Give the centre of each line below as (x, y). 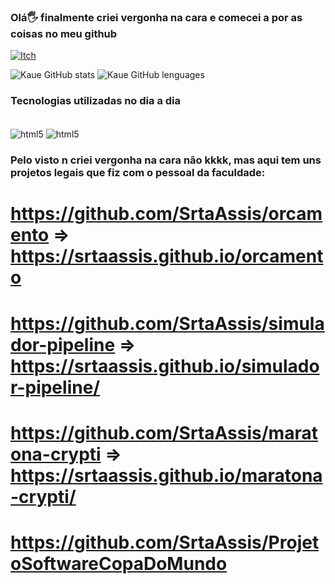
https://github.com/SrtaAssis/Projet (165, 542)
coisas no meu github (64, 33)
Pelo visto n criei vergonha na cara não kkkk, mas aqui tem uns (166, 160)
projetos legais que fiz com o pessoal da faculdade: (138, 173)
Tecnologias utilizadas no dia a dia (96, 101)
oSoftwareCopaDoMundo (119, 563)
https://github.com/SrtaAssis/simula (167, 323)
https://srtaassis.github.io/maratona (166, 475)
